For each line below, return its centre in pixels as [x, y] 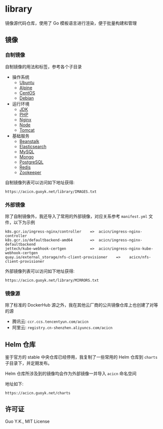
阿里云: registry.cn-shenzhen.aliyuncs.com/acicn [62, 328]
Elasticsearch [33, 146]
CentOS [27, 93]
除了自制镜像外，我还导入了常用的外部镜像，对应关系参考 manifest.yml [76, 216]
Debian [27, 98]
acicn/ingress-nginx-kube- [126, 249]
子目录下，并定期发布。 [28, 363]
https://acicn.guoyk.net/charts [38, 393]
